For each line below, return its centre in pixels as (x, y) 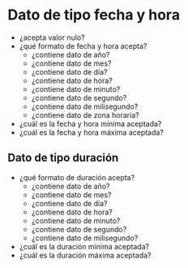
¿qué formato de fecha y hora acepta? (83, 45)
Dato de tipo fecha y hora (94, 15)
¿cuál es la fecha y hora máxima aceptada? (91, 132)
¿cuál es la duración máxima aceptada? (85, 255)
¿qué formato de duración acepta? (77, 177)
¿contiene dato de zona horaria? (85, 115)
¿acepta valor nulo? (52, 37)
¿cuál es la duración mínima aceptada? (84, 246)
